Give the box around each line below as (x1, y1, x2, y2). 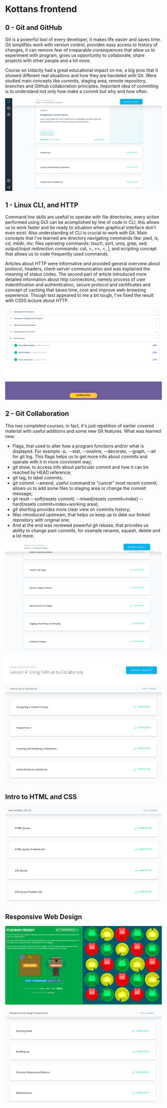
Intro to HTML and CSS (5, 793, 77, 801)
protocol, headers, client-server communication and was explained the (5, 266, 150, 272)
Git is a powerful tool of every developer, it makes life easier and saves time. (5, 36, 162, 42)
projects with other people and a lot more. (5, 58, 91, 63)
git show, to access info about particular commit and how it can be (12, 464, 149, 470)
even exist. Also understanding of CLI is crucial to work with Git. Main (5, 230, 148, 236)
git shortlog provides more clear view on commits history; (12, 506, 131, 512)
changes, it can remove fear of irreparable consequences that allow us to (5, 47, 156, 53)
